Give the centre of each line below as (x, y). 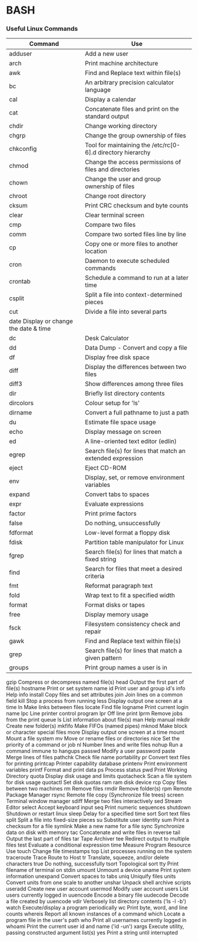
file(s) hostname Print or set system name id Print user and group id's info (96, 689)
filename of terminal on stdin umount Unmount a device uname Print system (98, 870)
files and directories (112, 170)
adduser (21, 54)
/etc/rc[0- (166, 145)
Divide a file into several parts (126, 312)
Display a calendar (110, 100)
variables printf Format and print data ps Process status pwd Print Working (97, 770)
